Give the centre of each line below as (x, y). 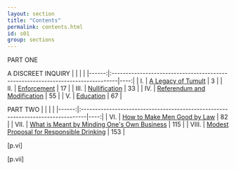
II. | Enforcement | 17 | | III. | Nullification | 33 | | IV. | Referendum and (106, 89)
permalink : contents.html (45, 27)
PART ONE (23, 60)
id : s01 (19, 33)
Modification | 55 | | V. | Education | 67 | (65, 96)
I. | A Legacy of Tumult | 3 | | (181, 81)
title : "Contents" (34, 20)
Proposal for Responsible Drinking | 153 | (66, 132)
